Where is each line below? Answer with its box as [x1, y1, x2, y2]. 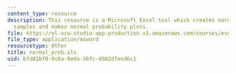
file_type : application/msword [7, 36, 99, 43]
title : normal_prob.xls [7, 49, 77, 56]
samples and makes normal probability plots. [13, 23, 150, 30]
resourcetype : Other [7, 42, 68, 49]
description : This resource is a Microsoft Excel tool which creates [7, 17, 216, 24]
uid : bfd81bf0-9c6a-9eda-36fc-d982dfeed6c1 [7, 56, 137, 63]
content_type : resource [7, 10, 77, 17]
